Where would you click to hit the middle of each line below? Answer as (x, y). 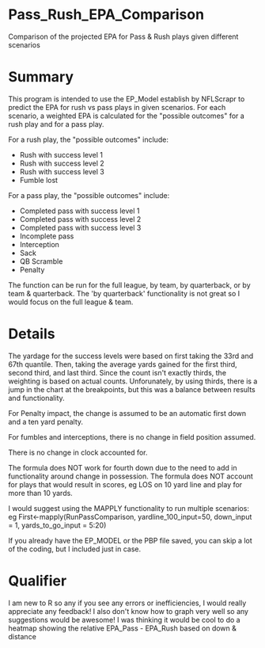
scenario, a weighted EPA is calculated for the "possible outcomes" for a (127, 116)
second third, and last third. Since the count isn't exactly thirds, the (117, 372)
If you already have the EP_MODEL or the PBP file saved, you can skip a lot (131, 540)
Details (32, 334)
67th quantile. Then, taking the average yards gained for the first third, (123, 364)
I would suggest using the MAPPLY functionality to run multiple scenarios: (129, 508)
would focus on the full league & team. (71, 302)
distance (23, 636)
